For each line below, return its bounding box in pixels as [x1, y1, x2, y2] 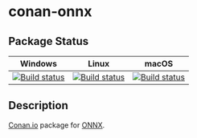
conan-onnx [8, 2, 92, 21]
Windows [19, 59, 58, 69]
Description [8, 99, 68, 112]
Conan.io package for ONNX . [8, 120, 105, 130]
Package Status [8, 34, 89, 48]
